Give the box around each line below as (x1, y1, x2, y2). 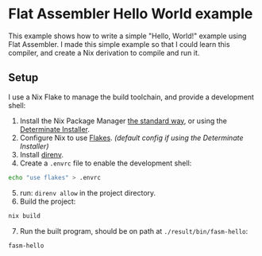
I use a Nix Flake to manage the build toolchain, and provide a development (8, 92, 254, 102)
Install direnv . (19, 149, 64, 159)
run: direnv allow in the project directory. (19, 188, 156, 197)
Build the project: (19, 196, 76, 206)
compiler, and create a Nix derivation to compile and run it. (8, 48, 200, 57)
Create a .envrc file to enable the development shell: (19, 158, 192, 168)
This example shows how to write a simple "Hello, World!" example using (8, 31, 247, 41)
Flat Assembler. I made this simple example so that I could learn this (8, 39, 230, 48)
